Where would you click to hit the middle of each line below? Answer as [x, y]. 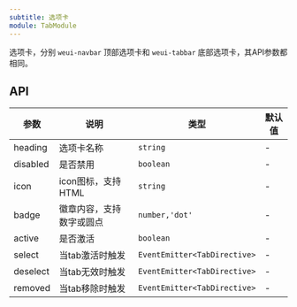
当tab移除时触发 [92, 288]
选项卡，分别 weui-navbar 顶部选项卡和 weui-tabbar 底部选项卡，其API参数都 [148, 52]
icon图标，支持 [90, 181]
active [27, 238]
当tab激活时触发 [92, 256]
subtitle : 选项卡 [39, 17]
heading [30, 148]
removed [32, 288]
